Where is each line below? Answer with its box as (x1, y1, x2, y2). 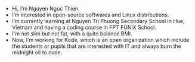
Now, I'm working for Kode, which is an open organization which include (11, 37, 190, 43)
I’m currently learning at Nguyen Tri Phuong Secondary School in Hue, (11, 18, 185, 24)
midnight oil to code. (11, 49, 63, 56)
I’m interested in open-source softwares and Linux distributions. (11, 11, 169, 18)
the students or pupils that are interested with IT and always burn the (11, 43, 182, 50)
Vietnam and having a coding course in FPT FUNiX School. (11, 24, 157, 31)
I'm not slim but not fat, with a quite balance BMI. (11, 30, 132, 37)
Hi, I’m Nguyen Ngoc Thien (11, 5, 79, 12)
